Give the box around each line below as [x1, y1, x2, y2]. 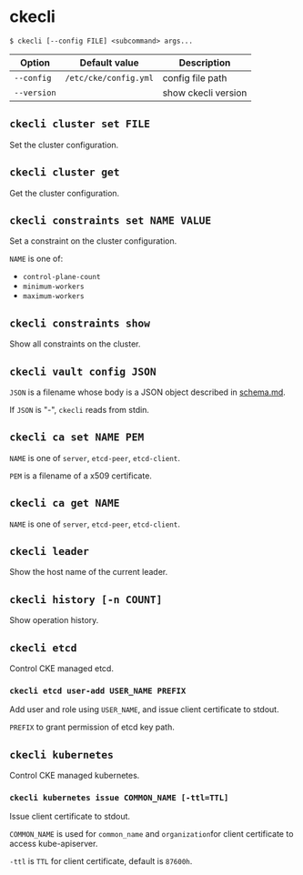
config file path [162, 71, 227, 84]
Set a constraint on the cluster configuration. [9, 236, 177, 246]
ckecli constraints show [9, 317, 151, 329]
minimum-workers [22, 282, 85, 292]
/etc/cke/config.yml [65, 73, 155, 83]
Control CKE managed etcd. [9, 663, 114, 674]
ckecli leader [9, 545, 89, 558]
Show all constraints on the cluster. [9, 338, 141, 349]
